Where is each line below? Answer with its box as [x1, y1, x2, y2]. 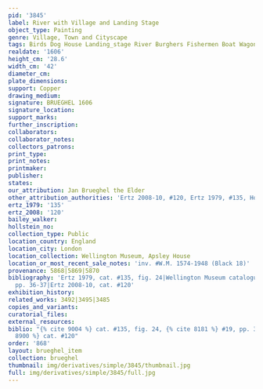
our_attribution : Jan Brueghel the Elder [8, 186, 146, 194]
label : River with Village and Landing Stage [8, 19, 159, 27]
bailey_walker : [8, 216, 58, 224]
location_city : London [8, 245, 82, 253]
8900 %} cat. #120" [15, 333, 79, 340]
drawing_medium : [8, 92, 61, 100]
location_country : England [8, 238, 96, 245]
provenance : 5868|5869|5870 [8, 267, 100, 274]
